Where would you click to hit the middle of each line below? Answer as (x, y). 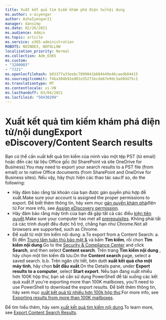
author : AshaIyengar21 (28, 19)
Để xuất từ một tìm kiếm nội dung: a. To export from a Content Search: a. (85, 235)
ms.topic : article (24, 38)
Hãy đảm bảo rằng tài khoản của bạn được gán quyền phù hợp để (79, 192)
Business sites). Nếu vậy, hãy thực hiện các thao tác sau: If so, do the (75, 178)
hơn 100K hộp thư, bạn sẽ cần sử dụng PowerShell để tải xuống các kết (85, 277)
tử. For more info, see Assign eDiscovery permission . (66, 208)
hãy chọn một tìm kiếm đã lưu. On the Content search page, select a (81, 256)
